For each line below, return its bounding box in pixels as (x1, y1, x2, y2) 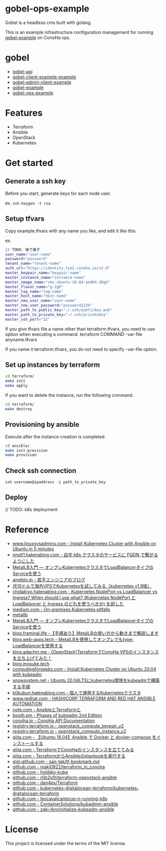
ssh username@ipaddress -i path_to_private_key (5, 480, 106, 485)
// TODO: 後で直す (5, 247, 41, 252)
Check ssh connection (5, 466, 76, 475)
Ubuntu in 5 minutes (12, 546, 54, 552)
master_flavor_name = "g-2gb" (5, 284, 64, 289)
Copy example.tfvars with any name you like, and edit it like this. (5, 228, 137, 234)
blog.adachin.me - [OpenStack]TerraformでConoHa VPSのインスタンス (12, 649, 160, 655)
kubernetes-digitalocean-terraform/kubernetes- (40, 785, 139, 791)
